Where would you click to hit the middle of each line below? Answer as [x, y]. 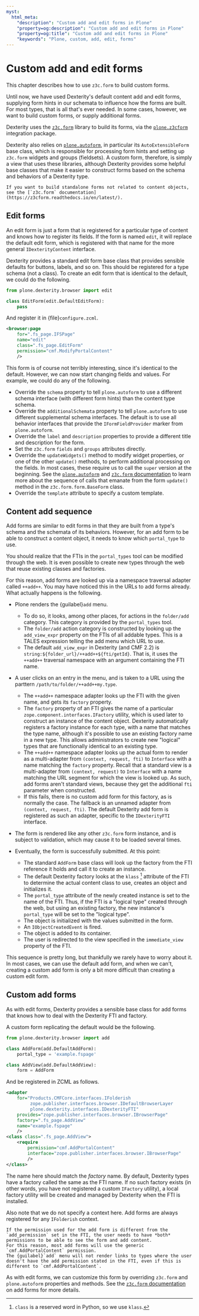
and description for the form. [50, 442]
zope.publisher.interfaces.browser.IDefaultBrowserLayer [102, 1104]
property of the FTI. [48, 946]
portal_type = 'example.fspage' [57, 1054]
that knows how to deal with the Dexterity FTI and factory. [77, 1016]
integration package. [31, 133]
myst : [13, 12]
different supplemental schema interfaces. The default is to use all [95, 417]
